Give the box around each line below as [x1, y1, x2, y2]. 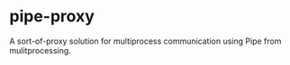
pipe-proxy [9, 6, 95, 27]
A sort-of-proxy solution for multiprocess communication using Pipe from [9, 36, 282, 46]
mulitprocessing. [9, 45, 72, 55]
